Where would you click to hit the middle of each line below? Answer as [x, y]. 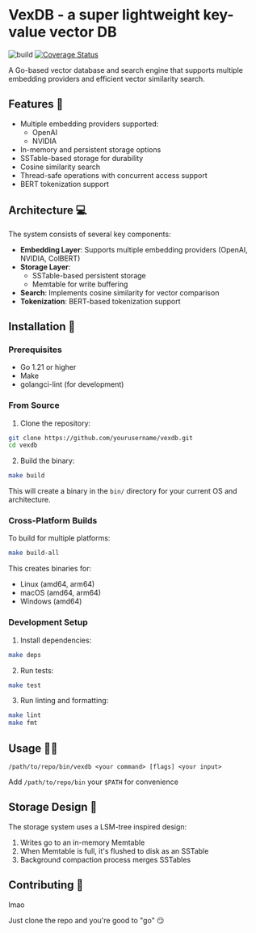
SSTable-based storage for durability [82, 158]
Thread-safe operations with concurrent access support [113, 175]
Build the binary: [47, 461]
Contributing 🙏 [46, 885]
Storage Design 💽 [53, 807]
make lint [25, 715]
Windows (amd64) [51, 601]
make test [25, 685]
